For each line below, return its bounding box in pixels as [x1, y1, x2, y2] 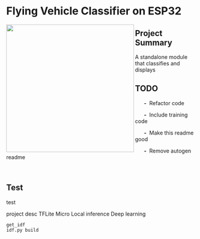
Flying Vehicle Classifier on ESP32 [6, 4, 182, 18]
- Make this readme [144, 129, 194, 136]
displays [135, 66, 156, 73]
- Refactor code [144, 99, 185, 106]
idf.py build [6, 227, 39, 233]
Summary [135, 37, 172, 47]
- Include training [144, 111, 188, 118]
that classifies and [135, 60, 180, 67]
